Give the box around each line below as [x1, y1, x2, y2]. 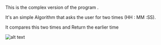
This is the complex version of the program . [5, 5, 99, 10]
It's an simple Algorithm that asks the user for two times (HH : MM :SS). [5, 14, 156, 20]
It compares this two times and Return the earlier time [5, 24, 119, 30]
